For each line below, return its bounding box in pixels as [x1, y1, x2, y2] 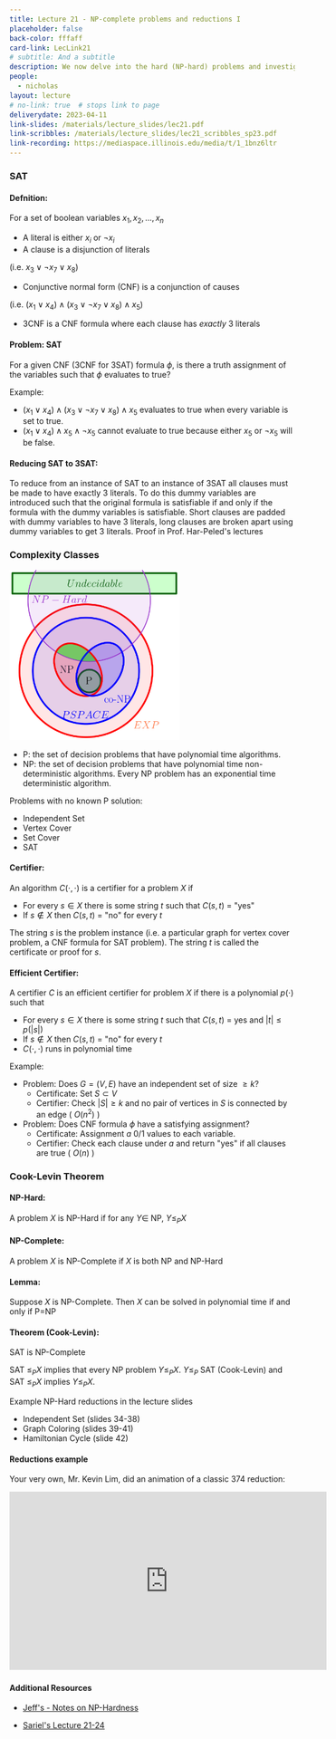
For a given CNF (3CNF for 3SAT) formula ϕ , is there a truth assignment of [9, 359, 287, 370]
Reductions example [9, 1454, 89, 1465]
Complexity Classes [9, 549, 100, 562]
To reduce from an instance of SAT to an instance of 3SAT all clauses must [9, 478, 289, 489]
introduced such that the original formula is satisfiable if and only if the [9, 497, 274, 508]
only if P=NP [9, 1306, 57, 1317]
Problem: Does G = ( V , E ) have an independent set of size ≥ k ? [22, 1079, 260, 1090]
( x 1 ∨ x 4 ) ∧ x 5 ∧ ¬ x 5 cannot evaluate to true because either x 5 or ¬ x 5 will [22, 426, 293, 438]
